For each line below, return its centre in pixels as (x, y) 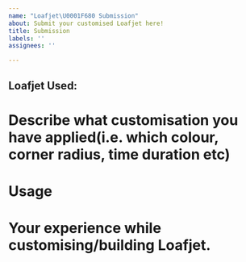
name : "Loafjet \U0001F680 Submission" (73, 16)
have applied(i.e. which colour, (114, 137)
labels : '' (27, 38)
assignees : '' (32, 46)
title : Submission (39, 31)
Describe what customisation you (123, 120)
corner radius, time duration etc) (119, 154)
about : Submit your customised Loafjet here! (86, 23)
